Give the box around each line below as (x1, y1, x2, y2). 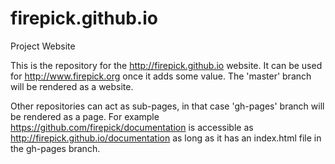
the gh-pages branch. (10, 142, 101, 154)
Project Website (10, 40, 76, 52)
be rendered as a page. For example (10, 110, 160, 122)
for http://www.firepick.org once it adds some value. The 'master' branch (10, 70, 312, 82)
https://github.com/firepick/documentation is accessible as (10, 121, 254, 133)
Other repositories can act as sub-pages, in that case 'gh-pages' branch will (10, 100, 325, 112)
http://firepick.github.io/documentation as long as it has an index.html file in (10, 132, 322, 144)
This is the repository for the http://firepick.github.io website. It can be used (10, 59, 323, 71)
